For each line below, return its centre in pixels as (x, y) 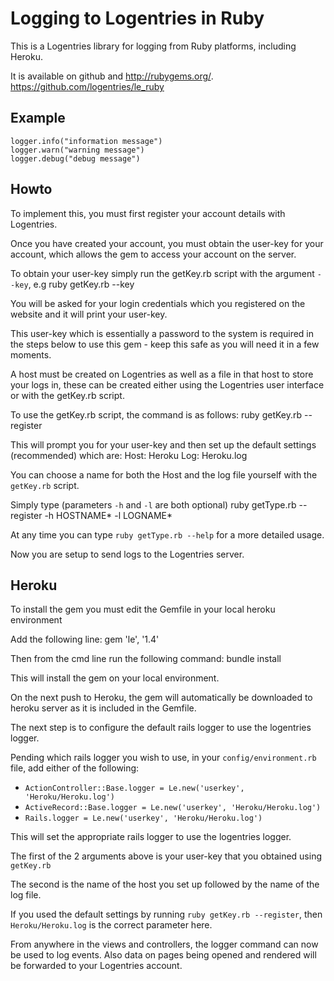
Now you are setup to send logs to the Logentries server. (127, 554)
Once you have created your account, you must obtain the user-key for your (167, 243)
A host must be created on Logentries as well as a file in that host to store (162, 374)
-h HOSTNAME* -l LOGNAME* (108, 515)
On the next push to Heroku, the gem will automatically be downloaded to (161, 698)
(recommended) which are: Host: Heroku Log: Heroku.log (129, 455)
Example (38, 118)
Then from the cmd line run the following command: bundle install (146, 659)
